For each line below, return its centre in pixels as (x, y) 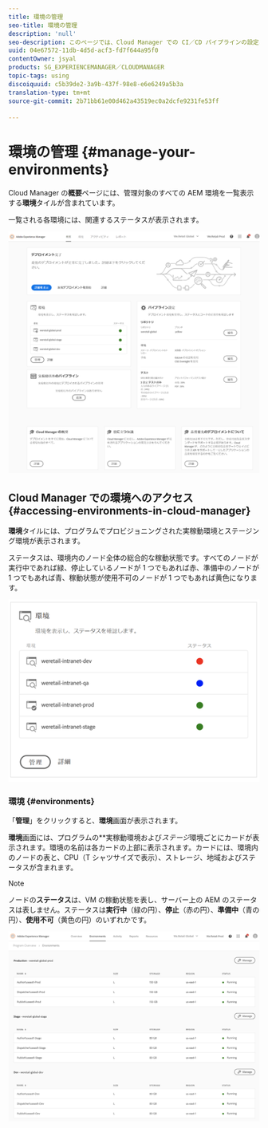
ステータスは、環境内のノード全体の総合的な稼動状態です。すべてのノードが (134, 558)
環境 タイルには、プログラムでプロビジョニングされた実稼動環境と (116, 531)
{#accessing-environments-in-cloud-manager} (130, 511)
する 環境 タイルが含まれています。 (64, 203)
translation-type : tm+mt (49, 93)
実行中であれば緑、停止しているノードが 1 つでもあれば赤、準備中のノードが (134, 568)
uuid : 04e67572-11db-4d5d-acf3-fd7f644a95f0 (83, 51)
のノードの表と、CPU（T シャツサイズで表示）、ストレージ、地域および (125, 857)
